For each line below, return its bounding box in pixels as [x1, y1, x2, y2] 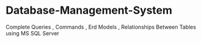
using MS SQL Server [5, 29, 59, 36]
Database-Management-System [5, 4, 172, 17]
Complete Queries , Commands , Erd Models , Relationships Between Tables [5, 23, 197, 30]
